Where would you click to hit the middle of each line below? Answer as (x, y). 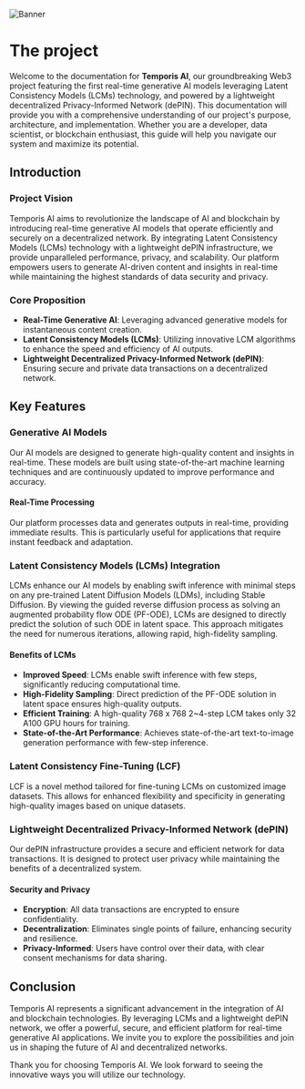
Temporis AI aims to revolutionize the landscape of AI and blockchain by (145, 218)
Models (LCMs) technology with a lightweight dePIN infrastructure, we (141, 247)
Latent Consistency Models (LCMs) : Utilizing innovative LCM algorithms (159, 339)
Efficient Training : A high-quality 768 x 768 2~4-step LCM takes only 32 (159, 714)
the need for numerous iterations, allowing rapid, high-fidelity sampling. (144, 634)
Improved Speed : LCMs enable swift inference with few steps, (140, 675)
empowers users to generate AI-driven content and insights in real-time (144, 267)
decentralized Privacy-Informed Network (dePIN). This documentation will (148, 105)
